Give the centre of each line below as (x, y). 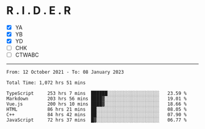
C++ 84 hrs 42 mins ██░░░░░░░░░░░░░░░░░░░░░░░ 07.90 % (97, 115)
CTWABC (27, 55)
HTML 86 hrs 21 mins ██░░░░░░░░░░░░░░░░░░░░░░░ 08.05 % (97, 110)
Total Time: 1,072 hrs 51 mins (46, 83)
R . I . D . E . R (39, 11)
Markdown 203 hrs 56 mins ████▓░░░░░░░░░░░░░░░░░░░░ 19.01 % (97, 99)
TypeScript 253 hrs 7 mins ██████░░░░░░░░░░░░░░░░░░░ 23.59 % (97, 94)
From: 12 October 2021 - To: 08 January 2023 (65, 72)
